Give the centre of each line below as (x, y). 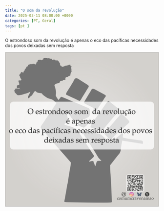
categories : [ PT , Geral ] (30, 21)
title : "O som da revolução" (35, 10)
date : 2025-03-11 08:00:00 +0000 (39, 15)
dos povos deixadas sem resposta (40, 46)
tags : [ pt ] (17, 26)
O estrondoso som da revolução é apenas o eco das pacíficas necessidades (82, 40)
